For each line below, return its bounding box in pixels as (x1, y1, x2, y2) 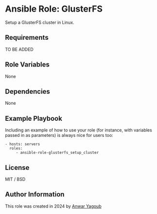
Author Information (5, 190, 65, 198)
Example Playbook (5, 114, 62, 122)
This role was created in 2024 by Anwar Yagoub (5, 203, 102, 209)
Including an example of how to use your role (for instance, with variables (5, 127, 152, 133)
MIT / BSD (5, 176, 26, 182)
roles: (9, 146, 23, 151)
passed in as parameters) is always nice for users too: (5, 132, 113, 138)
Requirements (5, 33, 49, 42)
